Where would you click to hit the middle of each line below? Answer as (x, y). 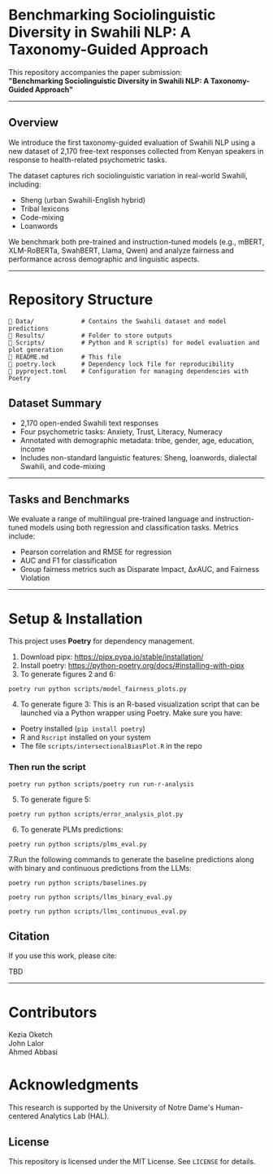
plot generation (36, 350)
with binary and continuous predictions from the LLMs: (100, 868)
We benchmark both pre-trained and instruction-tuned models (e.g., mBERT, (136, 241)
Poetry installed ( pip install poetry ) (83, 729)
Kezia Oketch (30, 1035)
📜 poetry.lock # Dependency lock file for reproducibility (121, 364)
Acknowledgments (74, 1085)
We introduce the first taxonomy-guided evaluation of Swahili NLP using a (132, 142)
